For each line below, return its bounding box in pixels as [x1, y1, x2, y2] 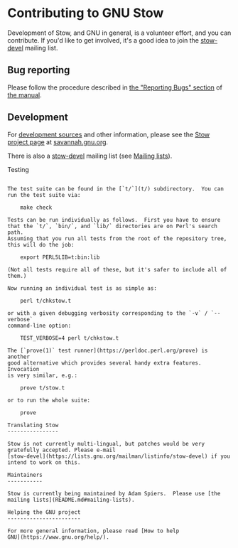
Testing [7, 165, 30, 173]
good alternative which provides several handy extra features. [7, 359, 202, 367]
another [7, 353, 31, 360]
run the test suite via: [7, 191, 81, 198]
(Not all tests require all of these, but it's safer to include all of [7, 266, 227, 273]
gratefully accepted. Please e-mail [7, 446, 116, 453]
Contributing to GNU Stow [7, 5, 164, 21]
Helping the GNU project [7, 508, 81, 516]
